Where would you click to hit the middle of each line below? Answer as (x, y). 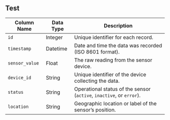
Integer (54, 37)
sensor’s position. (95, 109)
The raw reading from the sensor (113, 60)
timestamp (19, 48)
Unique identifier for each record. (114, 37)
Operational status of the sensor (112, 89)
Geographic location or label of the (115, 103)
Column (24, 22)
